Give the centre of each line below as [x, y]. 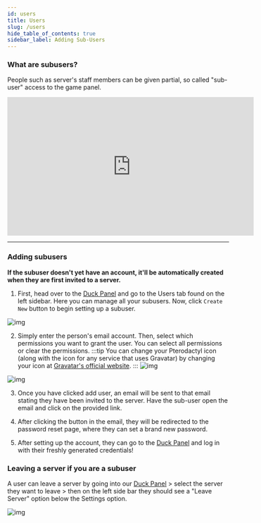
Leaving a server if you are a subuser [72, 468]
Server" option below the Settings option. [67, 499]
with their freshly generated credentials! [75, 450]
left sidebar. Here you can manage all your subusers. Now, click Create [120, 301]
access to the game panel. [63, 87]
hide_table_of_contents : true [52, 33]
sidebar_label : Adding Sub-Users [56, 40]
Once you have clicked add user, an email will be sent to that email [114, 393]
